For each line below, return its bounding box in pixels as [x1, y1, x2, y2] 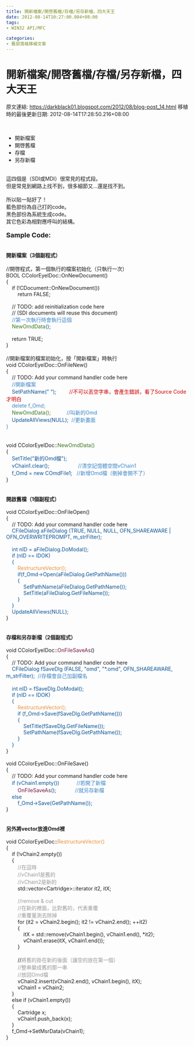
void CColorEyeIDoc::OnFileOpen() [6, 508, 90, 515]
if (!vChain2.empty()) [11, 850, 63, 857]
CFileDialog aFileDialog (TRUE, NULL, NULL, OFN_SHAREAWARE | [11, 527, 171, 534]
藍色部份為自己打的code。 [6, 203, 70, 210]
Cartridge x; [17, 1008, 47, 1015]
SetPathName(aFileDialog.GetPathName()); [23, 583, 127, 590]
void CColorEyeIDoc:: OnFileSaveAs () [6, 646, 95, 654]
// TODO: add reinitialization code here [11, 303, 105, 310]
